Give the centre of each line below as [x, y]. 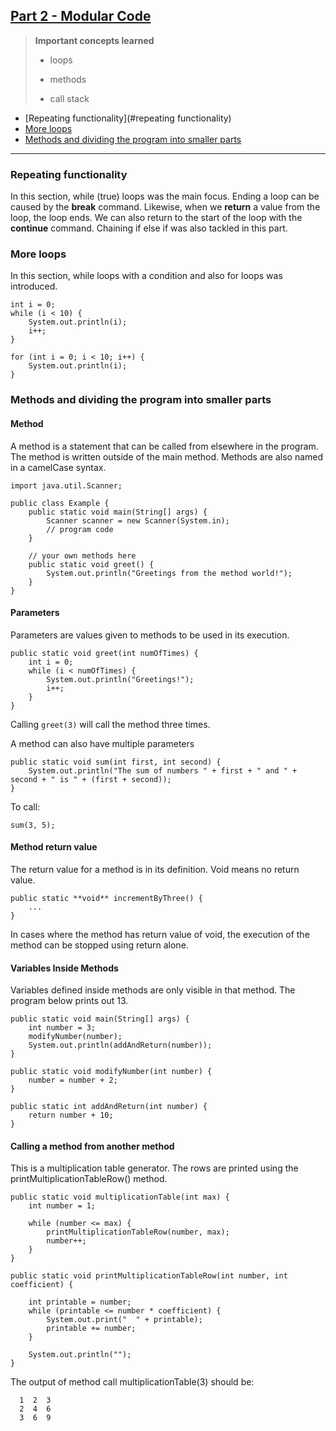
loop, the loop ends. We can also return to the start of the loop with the [156, 218]
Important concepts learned [94, 40]
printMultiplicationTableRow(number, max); [138, 1232]
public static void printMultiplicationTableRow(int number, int [149, 1276]
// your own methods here [82, 555]
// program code [80, 529]
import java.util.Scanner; [66, 485]
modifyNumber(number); [75, 1037]
